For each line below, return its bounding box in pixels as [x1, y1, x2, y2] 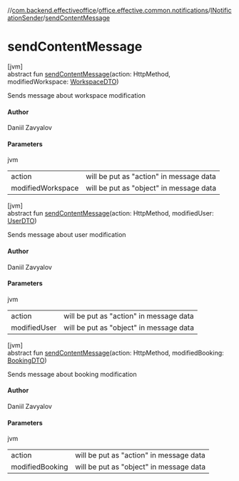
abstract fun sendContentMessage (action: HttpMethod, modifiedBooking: [7, 348, 225, 357]
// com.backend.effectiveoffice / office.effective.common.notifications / [7, 6, 211, 14]
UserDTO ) [7, 217, 37, 226]
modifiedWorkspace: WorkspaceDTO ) [7, 77, 119, 86]
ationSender [7, 14, 44, 22]
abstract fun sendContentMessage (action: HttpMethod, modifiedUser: [7, 209, 214, 218]
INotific [210, 6, 232, 14]
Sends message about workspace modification [7, 91, 146, 99]
